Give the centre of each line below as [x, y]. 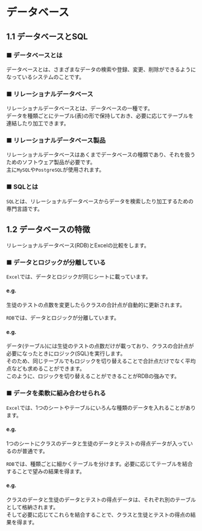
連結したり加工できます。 [38, 124]
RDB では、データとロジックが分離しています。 [63, 318]
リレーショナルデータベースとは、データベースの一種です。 [80, 108]
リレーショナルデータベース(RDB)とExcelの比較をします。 [78, 245]
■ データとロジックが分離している [56, 262]
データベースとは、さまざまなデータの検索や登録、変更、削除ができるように [101, 69]
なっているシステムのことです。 [46, 77]
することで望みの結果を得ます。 [46, 471]
